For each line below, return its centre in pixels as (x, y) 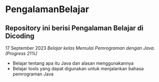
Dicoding (20, 36)
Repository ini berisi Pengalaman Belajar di (74, 28)
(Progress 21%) (21, 53)
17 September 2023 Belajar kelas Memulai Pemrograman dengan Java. (80, 48)
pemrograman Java (33, 74)
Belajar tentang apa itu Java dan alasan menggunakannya (73, 63)
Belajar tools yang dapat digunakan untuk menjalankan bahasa (78, 69)
